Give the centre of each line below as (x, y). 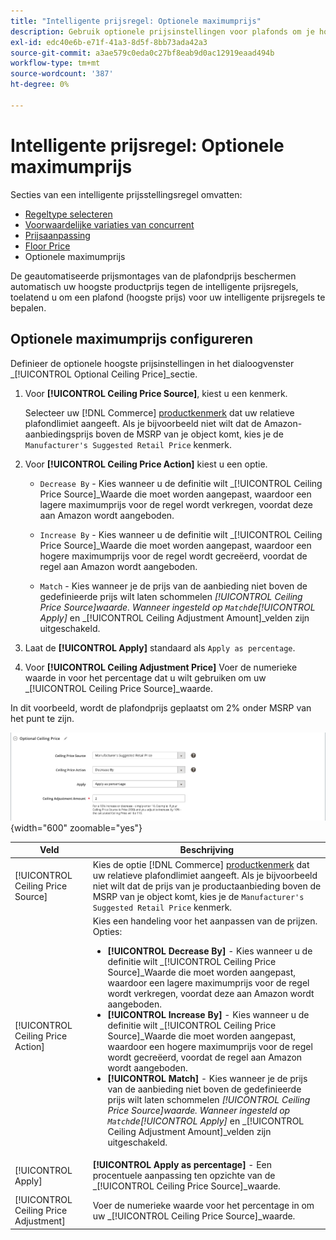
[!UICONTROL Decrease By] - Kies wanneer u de (210, 951)
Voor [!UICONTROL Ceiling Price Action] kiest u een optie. (146, 464)
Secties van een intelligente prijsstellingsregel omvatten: (126, 194)
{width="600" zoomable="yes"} (76, 827)
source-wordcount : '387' (62, 74)
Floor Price (47, 246)
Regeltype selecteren (68, 214)
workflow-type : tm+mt (55, 63)
